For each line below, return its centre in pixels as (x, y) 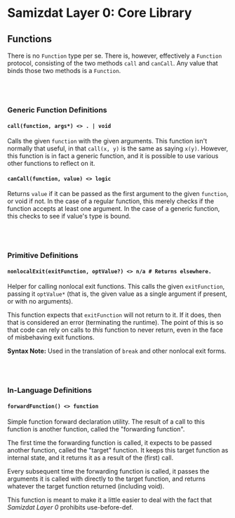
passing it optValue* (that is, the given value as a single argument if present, (117, 294)
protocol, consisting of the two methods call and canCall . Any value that (113, 63)
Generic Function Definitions (57, 110)
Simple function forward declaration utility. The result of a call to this (106, 421)
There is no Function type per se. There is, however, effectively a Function (115, 56)
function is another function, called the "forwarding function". (96, 429)
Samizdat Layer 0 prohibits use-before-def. (70, 507)
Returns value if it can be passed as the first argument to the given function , (118, 194)
